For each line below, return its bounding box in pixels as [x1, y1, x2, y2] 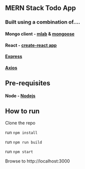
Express [5, 54, 22, 60]
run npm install [5, 130, 38, 135]
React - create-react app [5, 42, 57, 48]
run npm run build [5, 139, 42, 145]
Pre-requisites [5, 79, 50, 88]
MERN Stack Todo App [5, 4, 76, 12]
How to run [5, 107, 40, 115]
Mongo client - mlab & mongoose [5, 31, 75, 36]
